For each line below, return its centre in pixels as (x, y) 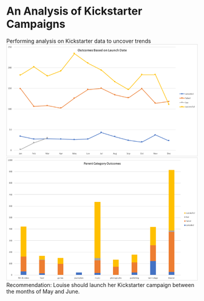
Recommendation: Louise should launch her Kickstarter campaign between (100, 285)
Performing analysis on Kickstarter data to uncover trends (79, 41)
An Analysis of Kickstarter (74, 11)
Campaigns (36, 24)
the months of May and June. (43, 291)
